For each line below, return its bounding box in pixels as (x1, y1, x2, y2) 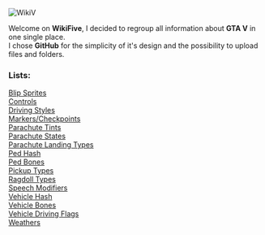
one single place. (8, 33, 66, 41)
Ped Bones (8, 157, 45, 167)
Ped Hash (8, 149, 41, 159)
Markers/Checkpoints (8, 114, 81, 124)
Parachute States (8, 131, 66, 141)
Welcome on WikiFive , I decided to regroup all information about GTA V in (8, 24, 256, 33)
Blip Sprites (8, 88, 47, 98)
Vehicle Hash (8, 192, 53, 202)
